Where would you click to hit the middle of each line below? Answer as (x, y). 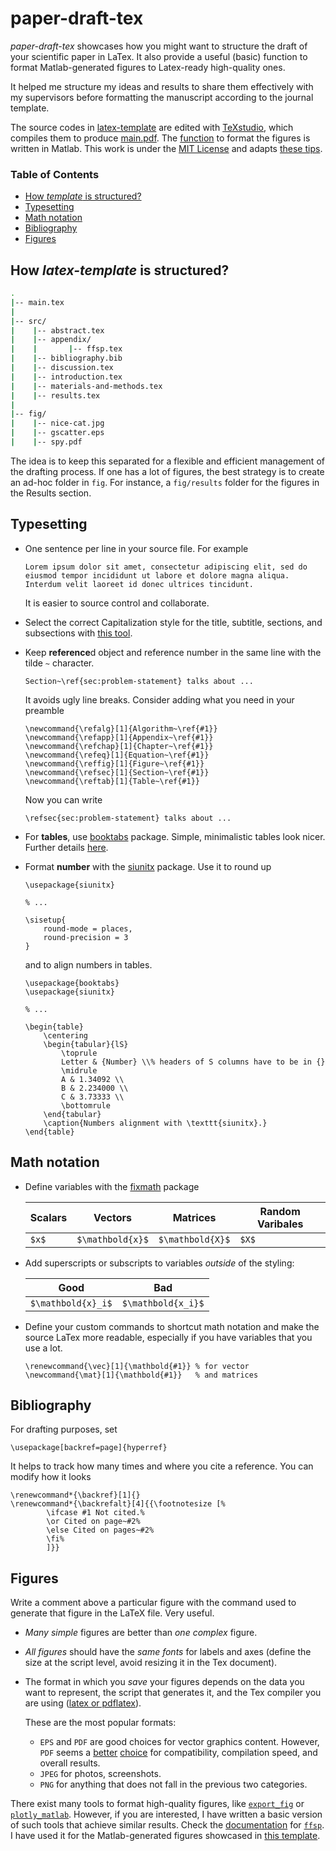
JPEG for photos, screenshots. (100, 1774)
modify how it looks (51, 1477)
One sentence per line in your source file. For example (136, 548)
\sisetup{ (45, 920)
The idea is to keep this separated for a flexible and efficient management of (167, 461)
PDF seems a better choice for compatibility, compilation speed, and (178, 1753)
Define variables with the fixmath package (112, 1186)
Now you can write (63, 799)
